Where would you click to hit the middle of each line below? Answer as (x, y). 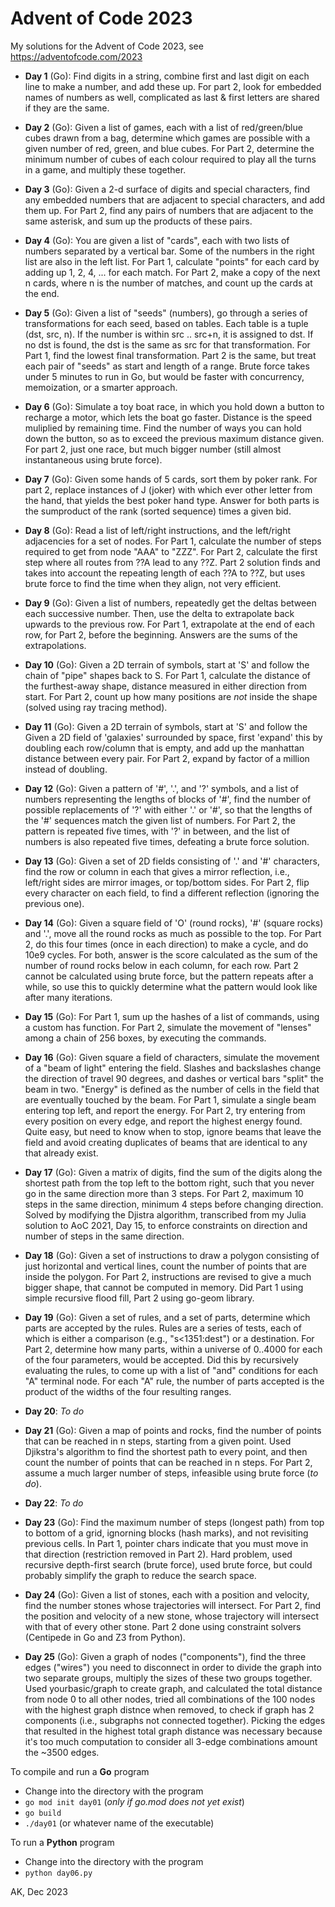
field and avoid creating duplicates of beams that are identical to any (166, 1142)
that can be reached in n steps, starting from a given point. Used (158, 1441)
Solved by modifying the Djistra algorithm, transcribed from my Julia (165, 1214)
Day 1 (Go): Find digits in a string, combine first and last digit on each (167, 76)
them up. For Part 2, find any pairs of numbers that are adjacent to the (169, 210)
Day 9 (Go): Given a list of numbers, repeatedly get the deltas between (170, 603)
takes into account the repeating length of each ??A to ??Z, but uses (165, 573)
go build (43, 1813)
